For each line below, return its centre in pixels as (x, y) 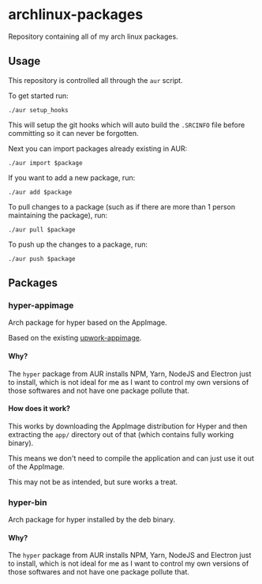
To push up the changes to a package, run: (78, 244)
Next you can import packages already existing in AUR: (98, 149)
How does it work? (39, 409)
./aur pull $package (42, 230)
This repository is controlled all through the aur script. (95, 80)
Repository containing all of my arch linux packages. (94, 36)
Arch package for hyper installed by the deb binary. (92, 520)
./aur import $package (45, 163)
